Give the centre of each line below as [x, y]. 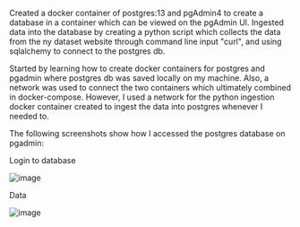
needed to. [29, 116]
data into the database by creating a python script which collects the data [145, 32]
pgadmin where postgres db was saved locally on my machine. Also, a [139, 78]
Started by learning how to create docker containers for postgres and [137, 68]
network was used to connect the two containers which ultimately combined [150, 87]
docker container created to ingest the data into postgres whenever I [136, 106]
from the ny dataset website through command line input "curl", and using [146, 41]
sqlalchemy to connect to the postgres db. [87, 51]
